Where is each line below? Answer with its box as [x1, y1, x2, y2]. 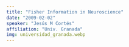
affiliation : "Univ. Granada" [6, 26, 83, 32]
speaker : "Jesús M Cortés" [6, 20, 75, 26]
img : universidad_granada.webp [6, 32, 86, 38]
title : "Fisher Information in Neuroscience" [6, 9, 124, 15]
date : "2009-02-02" [6, 15, 56, 21]
